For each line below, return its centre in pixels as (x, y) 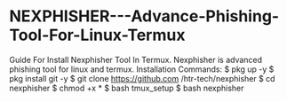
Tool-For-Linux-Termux (97, 35)
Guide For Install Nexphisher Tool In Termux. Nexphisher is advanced (136, 59)
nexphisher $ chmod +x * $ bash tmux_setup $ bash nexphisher (127, 88)
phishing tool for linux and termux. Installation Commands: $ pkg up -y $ (142, 69)
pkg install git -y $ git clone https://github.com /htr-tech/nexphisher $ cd (142, 78)
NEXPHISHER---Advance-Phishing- (144, 16)
